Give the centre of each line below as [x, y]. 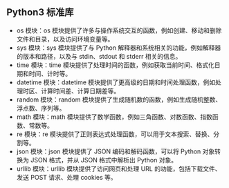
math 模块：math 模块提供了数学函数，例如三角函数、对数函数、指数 [114, 117]
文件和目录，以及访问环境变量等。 [65, 39]
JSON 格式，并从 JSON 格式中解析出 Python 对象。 [104, 160]
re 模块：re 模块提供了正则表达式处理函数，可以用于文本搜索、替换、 [115, 134]
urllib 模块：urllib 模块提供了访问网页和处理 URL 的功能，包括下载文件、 [119, 169]
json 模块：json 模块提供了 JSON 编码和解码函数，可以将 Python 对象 [116, 151]
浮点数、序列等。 [41, 108]
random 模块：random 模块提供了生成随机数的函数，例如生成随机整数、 [119, 100]
